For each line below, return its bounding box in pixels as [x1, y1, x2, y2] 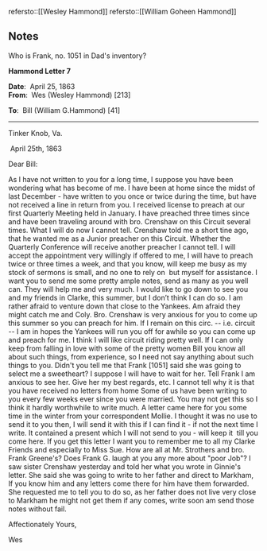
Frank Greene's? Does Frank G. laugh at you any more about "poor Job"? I [8, 453, 252, 463]
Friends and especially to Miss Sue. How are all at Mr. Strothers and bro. [8, 444, 245, 454]
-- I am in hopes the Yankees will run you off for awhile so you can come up [8, 326, 256, 336]
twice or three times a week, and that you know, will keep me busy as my [8, 258, 248, 269]
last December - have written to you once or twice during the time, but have [8, 191, 257, 201]
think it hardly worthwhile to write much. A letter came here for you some [8, 402, 248, 412]
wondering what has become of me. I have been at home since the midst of [8, 183, 256, 192]
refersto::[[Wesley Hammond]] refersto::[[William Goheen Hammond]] [8, 7, 237, 16]
